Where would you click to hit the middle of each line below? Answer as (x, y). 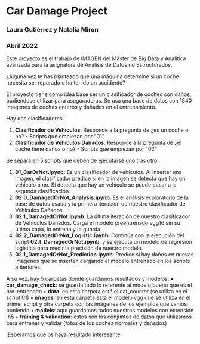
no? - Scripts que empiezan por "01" (59, 137)
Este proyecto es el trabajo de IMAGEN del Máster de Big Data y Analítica (96, 58)
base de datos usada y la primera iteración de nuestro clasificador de (100, 204)
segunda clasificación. (42, 191)
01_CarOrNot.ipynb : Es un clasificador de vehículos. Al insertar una (98, 172)
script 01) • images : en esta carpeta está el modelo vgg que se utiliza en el (99, 298)
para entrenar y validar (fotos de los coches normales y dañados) (87, 323)
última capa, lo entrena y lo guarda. (59, 229)
